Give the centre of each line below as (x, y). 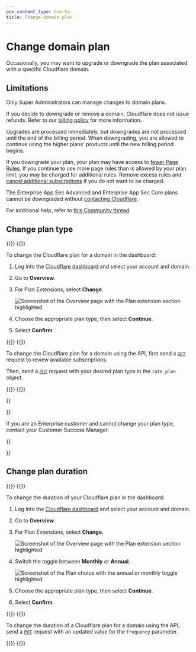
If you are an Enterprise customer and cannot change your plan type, (90, 424)
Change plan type (40, 229)
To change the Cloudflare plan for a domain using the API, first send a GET (96, 354)
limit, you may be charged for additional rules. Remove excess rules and (94, 175)
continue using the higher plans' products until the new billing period (90, 144)
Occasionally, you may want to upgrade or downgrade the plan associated (97, 63)
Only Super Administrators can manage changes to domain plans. (86, 102)
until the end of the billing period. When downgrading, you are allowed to (95, 138)
